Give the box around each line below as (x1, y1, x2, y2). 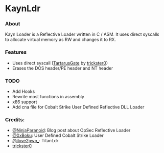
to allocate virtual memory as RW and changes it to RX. (5, 37, 116, 43)
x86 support (12, 99, 37, 105)
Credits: (5, 116, 25, 123)
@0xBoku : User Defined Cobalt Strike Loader (12, 132, 104, 138)
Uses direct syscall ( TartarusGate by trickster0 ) (12, 60, 108, 66)
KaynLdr (5, 3, 41, 14)
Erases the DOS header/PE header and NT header (12, 65, 114, 71)
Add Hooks (12, 88, 35, 94)
